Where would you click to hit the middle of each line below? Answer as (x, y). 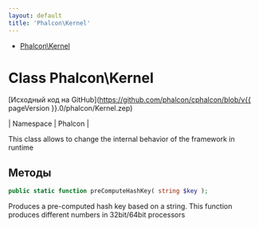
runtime (21, 147)
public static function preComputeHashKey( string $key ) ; (108, 191)
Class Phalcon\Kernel (81, 78)
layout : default (35, 16)
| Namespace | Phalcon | (49, 123)
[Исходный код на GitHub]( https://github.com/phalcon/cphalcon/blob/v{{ (129, 100)
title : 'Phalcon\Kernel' (49, 23)
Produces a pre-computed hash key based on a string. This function (120, 206)
